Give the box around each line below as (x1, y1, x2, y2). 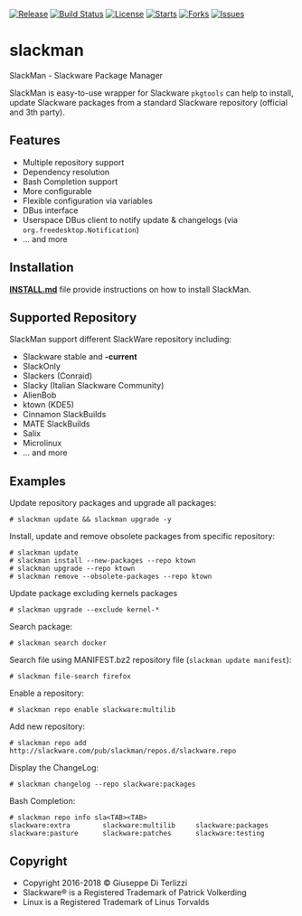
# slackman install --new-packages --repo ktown (9, 556, 196, 565)
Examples (9, 473, 66, 489)
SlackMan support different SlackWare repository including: (9, 334, 232, 345)
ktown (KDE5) (22, 399, 75, 410)
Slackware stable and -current (22, 351, 137, 362)
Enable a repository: (9, 687, 84, 699)
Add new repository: (9, 721, 86, 732)
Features (9, 133, 61, 148)
